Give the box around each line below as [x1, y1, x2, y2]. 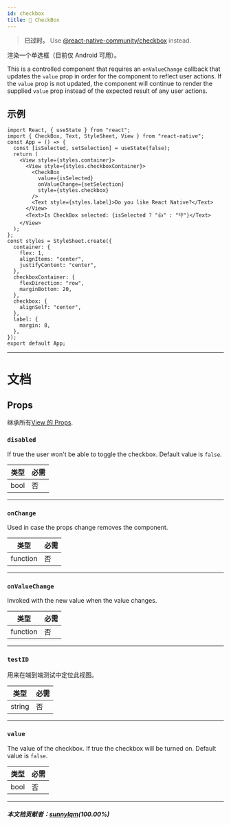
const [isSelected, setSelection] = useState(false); [13, 145, 170, 152]
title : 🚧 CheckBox [7, 17, 60, 23]
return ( [13, 151, 38, 158]
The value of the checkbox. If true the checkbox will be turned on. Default [7, 744, 217, 752]
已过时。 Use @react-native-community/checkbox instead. [23, 36, 191, 45]
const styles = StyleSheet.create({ [7, 238, 112, 245]
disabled [7, 436, 36, 444]
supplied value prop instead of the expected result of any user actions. [7, 87, 208, 95]
